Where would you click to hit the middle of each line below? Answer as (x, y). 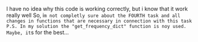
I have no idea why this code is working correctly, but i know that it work (97, 9)
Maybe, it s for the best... (37, 32)
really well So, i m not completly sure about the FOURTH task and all (94, 15)
